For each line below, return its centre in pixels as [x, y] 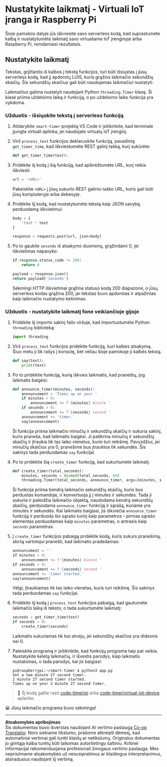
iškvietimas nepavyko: [35, 251]
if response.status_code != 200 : [47, 260]
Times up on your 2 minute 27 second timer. [59, 684]
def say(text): [28, 361]
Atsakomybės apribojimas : [34, 722]
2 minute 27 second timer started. [49, 679]
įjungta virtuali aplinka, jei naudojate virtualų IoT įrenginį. [70, 132]
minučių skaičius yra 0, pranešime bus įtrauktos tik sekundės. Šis [79, 447]
